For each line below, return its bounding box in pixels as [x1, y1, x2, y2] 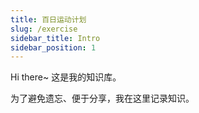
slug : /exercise [10, 24, 78, 34]
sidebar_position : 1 [10, 42, 97, 53]
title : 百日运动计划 [10, 14, 87, 25]
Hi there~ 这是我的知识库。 [10, 71, 122, 83]
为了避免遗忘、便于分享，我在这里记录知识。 [10, 92, 195, 105]
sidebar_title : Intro [10, 33, 101, 43]
